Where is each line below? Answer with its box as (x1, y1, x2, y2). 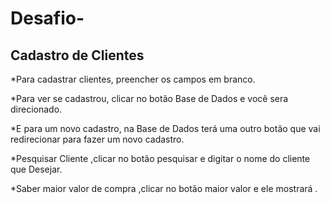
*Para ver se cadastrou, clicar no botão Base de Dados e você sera (10, 93, 289, 104)
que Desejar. (10, 163, 63, 175)
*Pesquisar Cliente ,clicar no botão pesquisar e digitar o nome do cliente (10, 153, 311, 164)
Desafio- (10, 7, 85, 30)
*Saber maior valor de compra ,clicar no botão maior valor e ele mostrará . (10, 183, 318, 194)
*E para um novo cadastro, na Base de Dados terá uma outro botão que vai (10, 123, 321, 134)
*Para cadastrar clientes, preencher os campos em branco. (10, 73, 256, 85)
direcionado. (10, 103, 63, 115)
